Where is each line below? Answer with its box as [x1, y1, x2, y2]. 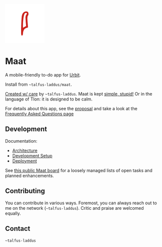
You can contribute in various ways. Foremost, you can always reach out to [5, 200, 157, 206]
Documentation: [5, 138, 38, 144]
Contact [5, 224, 30, 233]
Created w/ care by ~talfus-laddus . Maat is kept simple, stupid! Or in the [5, 91, 153, 97]
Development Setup [12, 152, 53, 158]
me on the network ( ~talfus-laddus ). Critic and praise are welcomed [5, 205, 144, 211]
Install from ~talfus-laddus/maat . [5, 81, 72, 87]
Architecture [12, 148, 38, 153]
